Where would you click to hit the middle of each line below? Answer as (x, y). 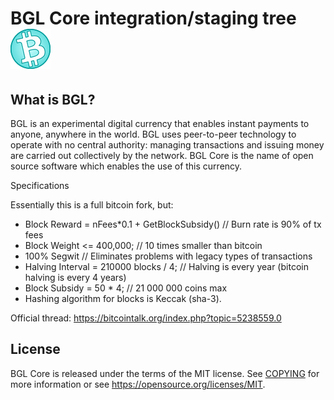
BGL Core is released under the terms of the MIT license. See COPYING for (165, 373)
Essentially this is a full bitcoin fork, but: (92, 205)
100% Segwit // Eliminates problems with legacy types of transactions (168, 256)
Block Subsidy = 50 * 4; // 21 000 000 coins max (126, 288)
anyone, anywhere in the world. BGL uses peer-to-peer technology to (153, 134)
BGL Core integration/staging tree (153, 18)
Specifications (40, 185)
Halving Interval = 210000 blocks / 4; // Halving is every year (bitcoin (166, 266)
